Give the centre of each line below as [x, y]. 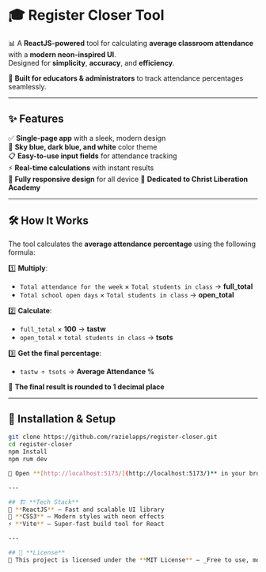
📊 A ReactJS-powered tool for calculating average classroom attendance [131, 43]
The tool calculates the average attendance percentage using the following [132, 244]
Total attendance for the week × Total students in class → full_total [136, 286]
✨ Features [36, 119]
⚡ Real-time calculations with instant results [81, 168]
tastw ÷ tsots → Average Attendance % [87, 371]
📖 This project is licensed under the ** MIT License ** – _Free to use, [129, 560]
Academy [25, 188]
